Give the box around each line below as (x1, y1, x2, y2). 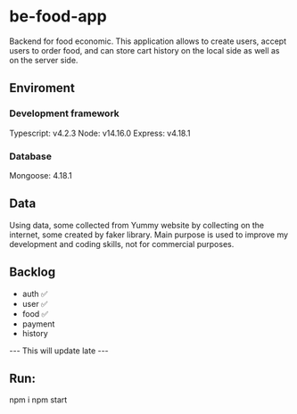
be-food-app (9, 6, 107, 27)
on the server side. (9, 54, 78, 65)
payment (21, 319, 55, 329)
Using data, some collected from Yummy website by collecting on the (9, 219, 265, 230)
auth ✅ (21, 288, 48, 299)
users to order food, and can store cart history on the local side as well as (9, 45, 280, 55)
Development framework (9, 107, 120, 120)
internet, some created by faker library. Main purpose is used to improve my (9, 229, 288, 240)
